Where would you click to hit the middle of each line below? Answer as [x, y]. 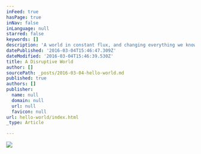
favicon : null [29, 112]
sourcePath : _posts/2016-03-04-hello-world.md [65, 73]
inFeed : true [22, 12]
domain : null [28, 100]
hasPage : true [24, 17]
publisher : [20, 90]
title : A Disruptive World [40, 61]
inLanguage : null [28, 28]
